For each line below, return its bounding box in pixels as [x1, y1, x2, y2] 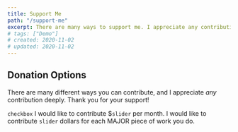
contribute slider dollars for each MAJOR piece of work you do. [7, 116, 195, 125]
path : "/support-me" [7, 17, 69, 24]
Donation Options [7, 69, 87, 81]
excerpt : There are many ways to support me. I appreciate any [7, 23, 198, 30]
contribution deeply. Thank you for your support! [7, 95, 150, 104]
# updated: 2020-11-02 [7, 43, 74, 50]
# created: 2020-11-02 [7, 37, 74, 44]
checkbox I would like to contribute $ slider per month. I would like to [7, 109, 207, 117]
